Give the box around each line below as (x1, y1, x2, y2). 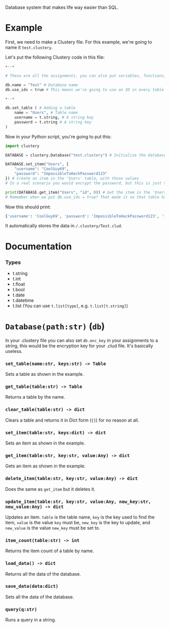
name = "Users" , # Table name (14, 110, 78, 115)
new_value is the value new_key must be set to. (5, 525, 100, 531)
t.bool (12, 286, 25, 292)
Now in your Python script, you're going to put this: (5, 133, 112, 139)
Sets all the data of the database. (5, 593, 74, 600)
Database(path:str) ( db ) (5, 320, 105, 332)
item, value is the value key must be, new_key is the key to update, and (5, 519, 150, 525)
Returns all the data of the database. (5, 571, 81, 577)
